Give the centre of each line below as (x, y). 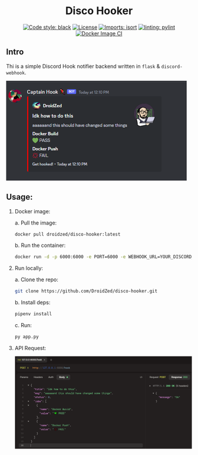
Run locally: (29, 268)
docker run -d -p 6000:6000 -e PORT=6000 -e (70, 257)
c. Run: (23, 325)
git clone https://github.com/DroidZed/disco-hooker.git (86, 291)
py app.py (27, 337)
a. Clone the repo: (37, 280)
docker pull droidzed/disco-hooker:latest (67, 234)
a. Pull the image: (36, 223)
